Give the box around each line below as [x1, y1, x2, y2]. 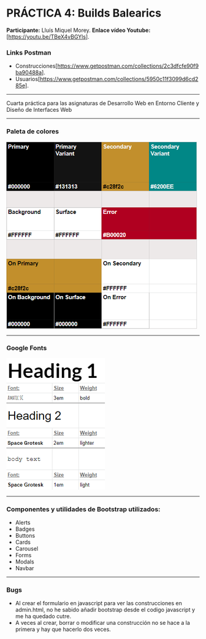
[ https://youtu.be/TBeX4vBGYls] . [6, 33, 90, 40]
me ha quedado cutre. [15, 613, 72, 620]
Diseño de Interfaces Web [6, 106, 72, 114]
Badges [15, 525, 35, 533]
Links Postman [6, 48, 51, 57]
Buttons [15, 532, 36, 539]
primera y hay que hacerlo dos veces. [15, 625, 112, 633]
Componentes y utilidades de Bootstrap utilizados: [6, 504, 161, 513]
